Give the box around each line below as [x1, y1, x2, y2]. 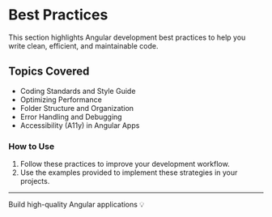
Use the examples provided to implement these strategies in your [19, 168, 238, 177]
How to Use [8, 140, 55, 151]
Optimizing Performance [19, 95, 103, 104]
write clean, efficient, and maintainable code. [8, 40, 159, 50]
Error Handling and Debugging [19, 112, 123, 121]
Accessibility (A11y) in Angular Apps [19, 120, 140, 130]
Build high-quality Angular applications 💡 [8, 200, 145, 210]
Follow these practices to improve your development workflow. [19, 160, 230, 169]
